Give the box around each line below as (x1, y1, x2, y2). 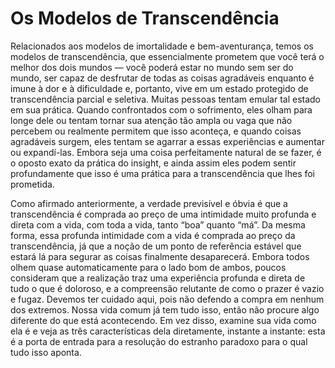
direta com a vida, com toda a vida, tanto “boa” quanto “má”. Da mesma (10, 218, 306, 231)
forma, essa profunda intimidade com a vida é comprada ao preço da (10, 229, 296, 241)
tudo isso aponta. (10, 346, 82, 358)
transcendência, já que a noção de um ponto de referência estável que (10, 240, 302, 252)
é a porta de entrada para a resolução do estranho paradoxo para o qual (10, 335, 308, 347)
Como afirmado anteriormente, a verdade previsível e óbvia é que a (10, 197, 288, 209)
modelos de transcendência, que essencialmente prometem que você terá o (10, 50, 325, 62)
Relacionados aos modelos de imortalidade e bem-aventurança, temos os (10, 40, 314, 52)
